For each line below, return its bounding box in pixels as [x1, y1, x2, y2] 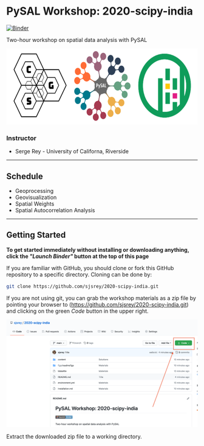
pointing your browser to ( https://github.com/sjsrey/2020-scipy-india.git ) [6, 301, 189, 308]
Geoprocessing [15, 187, 53, 195]
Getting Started [6, 230, 66, 240]
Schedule [6, 171, 44, 181]
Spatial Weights [15, 200, 55, 207]
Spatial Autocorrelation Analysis [15, 207, 95, 214]
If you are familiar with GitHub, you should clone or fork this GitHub [6, 264, 174, 271]
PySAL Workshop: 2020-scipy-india [6, 4, 193, 18]
